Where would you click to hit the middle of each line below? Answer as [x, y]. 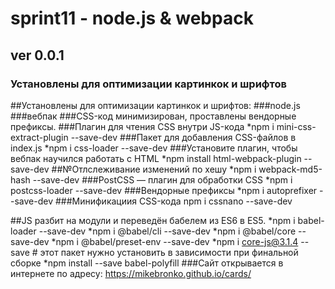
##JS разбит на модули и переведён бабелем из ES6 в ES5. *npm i [153, 220]
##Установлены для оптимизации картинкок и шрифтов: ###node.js [155, 105]
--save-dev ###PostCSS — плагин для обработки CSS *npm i [162, 179]
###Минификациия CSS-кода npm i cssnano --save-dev [173, 201]
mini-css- [296, 126]
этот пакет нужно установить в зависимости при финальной [169, 252]
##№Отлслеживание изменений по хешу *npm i [154, 169]
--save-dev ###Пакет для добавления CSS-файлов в [183, 137]
